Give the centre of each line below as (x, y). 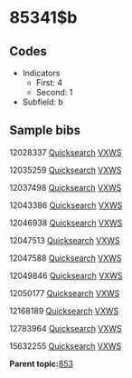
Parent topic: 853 (42, 363)
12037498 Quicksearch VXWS (66, 187)
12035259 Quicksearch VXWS (66, 170)
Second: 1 (54, 92)
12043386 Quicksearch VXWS (66, 205)
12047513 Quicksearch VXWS (65, 240)
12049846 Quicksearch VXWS (66, 275)
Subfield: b (42, 102)
